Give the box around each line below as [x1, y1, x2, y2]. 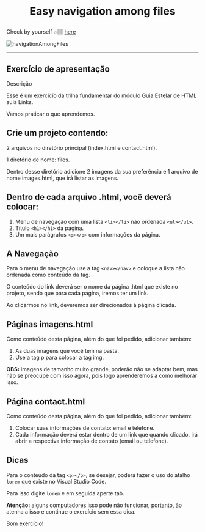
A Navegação [6, 249, 59, 259]
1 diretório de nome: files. [6, 156, 70, 163]
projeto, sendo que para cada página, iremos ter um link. [6, 289, 149, 297]
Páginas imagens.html [6, 319, 93, 330]
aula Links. [6, 98, 34, 105]
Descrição [6, 80, 32, 87]
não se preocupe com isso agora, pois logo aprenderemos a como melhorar [6, 372, 198, 380]
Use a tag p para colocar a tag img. [15, 353, 104, 361]
